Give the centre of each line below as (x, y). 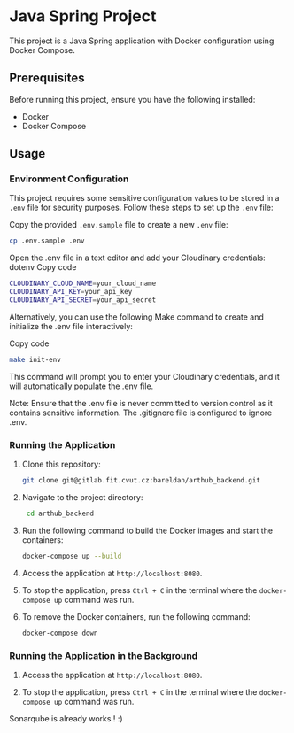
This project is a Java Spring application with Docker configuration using (142, 41)
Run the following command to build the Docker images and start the (147, 530)
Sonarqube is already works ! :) (66, 718)
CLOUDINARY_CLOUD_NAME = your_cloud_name (83, 284)
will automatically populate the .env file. (81, 386)
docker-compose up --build (72, 556)
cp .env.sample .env (47, 241)
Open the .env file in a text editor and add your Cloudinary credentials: (137, 258)
